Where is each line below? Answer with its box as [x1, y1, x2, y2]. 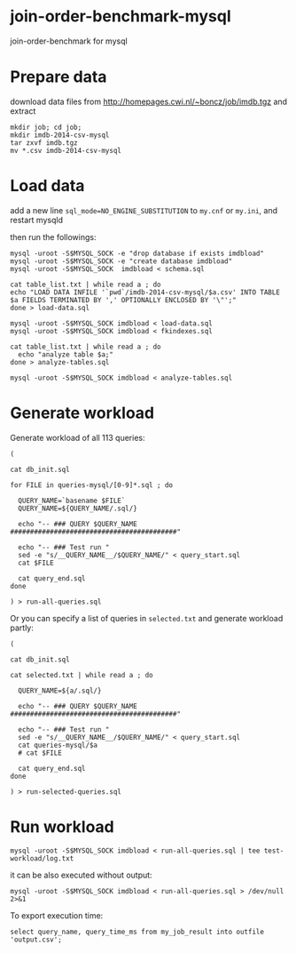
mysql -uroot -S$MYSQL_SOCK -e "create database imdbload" [10, 256, 233, 266]
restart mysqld [10, 214, 63, 225]
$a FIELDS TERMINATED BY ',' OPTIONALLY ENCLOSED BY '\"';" [10, 295, 238, 304]
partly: [10, 622, 34, 633]
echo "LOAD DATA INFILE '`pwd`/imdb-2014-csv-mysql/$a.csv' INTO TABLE [10, 287, 280, 297]
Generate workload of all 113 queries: [10, 432, 145, 443]
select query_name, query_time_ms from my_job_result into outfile [10, 927, 265, 936]
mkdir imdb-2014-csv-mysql [10, 131, 110, 140]
